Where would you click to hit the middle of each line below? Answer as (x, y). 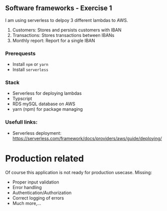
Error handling (27, 187)
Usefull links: (21, 122)
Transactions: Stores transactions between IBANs (63, 35)
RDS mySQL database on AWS (44, 104)
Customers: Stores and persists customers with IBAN (67, 30)
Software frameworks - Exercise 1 (59, 8)
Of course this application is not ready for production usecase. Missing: (79, 172)
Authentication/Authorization (42, 193)
